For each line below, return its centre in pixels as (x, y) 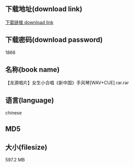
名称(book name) (32, 70)
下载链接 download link (29, 22)
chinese (13, 113)
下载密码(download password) (54, 40)
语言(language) (30, 100)
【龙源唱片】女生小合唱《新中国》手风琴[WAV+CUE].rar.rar (67, 83)
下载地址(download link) (44, 9)
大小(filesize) (26, 147)
